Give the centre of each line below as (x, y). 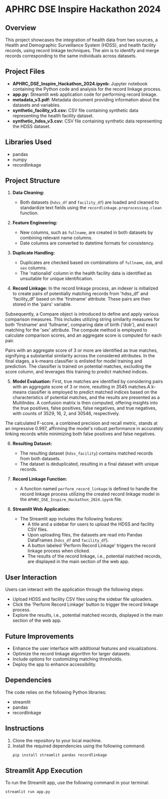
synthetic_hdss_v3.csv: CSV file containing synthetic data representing (87, 121)
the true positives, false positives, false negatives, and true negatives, (85, 408)
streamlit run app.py (28, 792)
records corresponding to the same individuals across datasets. (71, 56)
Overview (21, 28)
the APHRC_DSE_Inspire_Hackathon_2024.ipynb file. (71, 499)
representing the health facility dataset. (53, 115)
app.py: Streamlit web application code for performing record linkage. (85, 94)
